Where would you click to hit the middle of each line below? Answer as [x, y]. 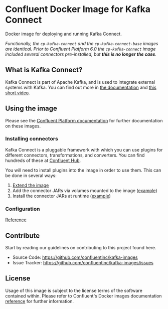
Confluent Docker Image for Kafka [78, 9]
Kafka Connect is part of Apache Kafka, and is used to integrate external [80, 82]
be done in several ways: [31, 175]
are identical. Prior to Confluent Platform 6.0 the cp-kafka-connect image [80, 49]
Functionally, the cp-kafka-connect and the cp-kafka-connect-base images [82, 43]
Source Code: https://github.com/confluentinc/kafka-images [75, 257]
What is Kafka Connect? [44, 70]
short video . [18, 93]
